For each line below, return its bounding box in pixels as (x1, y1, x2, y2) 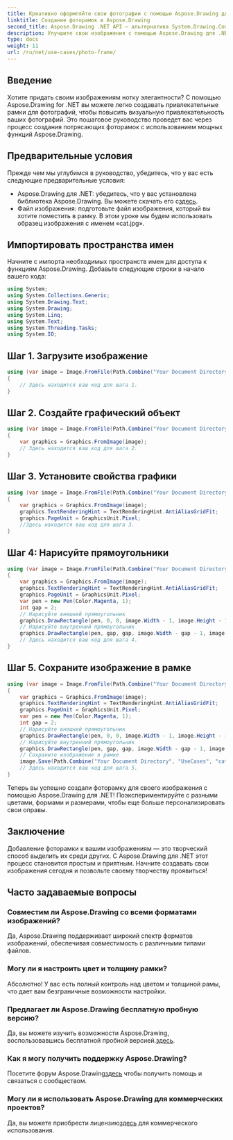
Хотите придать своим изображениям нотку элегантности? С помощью (7, 93, 221, 101)
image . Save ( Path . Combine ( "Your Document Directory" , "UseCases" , (19, 758, 213, 765)
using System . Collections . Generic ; (7, 292, 110, 299)
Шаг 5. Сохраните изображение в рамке (7, 662, 192, 674)
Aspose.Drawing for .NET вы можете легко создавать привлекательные (7, 100, 219, 108)
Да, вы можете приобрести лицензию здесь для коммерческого (7, 1118, 198, 1127)
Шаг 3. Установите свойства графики (7, 470, 177, 483)
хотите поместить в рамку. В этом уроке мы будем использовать (17, 211, 213, 220)
